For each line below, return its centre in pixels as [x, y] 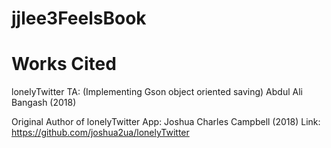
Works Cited [64, 64]
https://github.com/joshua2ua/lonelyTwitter [100, 133]
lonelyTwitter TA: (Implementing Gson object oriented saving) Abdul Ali [157, 92]
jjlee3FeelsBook [79, 18]
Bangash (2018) [44, 103]
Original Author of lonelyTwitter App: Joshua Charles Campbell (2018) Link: [166, 122]
